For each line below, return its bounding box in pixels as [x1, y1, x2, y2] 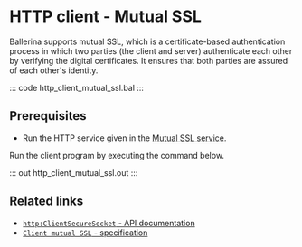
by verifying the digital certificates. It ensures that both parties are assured [9, 55, 288, 66]
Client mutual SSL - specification [22, 227, 148, 238]
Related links [9, 194, 84, 209]
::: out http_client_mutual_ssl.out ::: [9, 167, 138, 178]
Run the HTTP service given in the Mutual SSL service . [22, 133, 227, 143]
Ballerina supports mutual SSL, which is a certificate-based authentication [9, 36, 286, 47]
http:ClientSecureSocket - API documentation [22, 217, 196, 228]
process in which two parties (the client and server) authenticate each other [9, 45, 293, 56]
